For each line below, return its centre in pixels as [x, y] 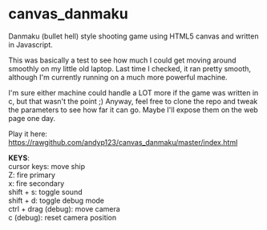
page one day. [32, 118]
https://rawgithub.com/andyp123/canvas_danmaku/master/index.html [123, 142]
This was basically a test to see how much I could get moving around [122, 60]
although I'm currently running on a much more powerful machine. [118, 77]
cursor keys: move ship [47, 166]
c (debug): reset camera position [63, 217]
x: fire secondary [36, 183]
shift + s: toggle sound [45, 192]
